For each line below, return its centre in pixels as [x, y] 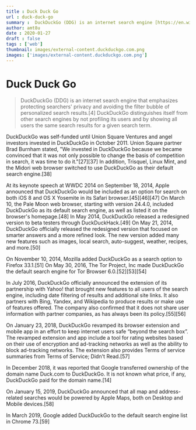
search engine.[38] [29, 174]
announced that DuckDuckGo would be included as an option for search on [97, 192]
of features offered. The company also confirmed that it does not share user [98, 308]
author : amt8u [23, 28]
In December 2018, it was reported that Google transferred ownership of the [97, 367]
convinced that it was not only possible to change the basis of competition [95, 155]
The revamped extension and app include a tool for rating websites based [95, 337]
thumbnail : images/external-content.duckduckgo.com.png [75, 50]
